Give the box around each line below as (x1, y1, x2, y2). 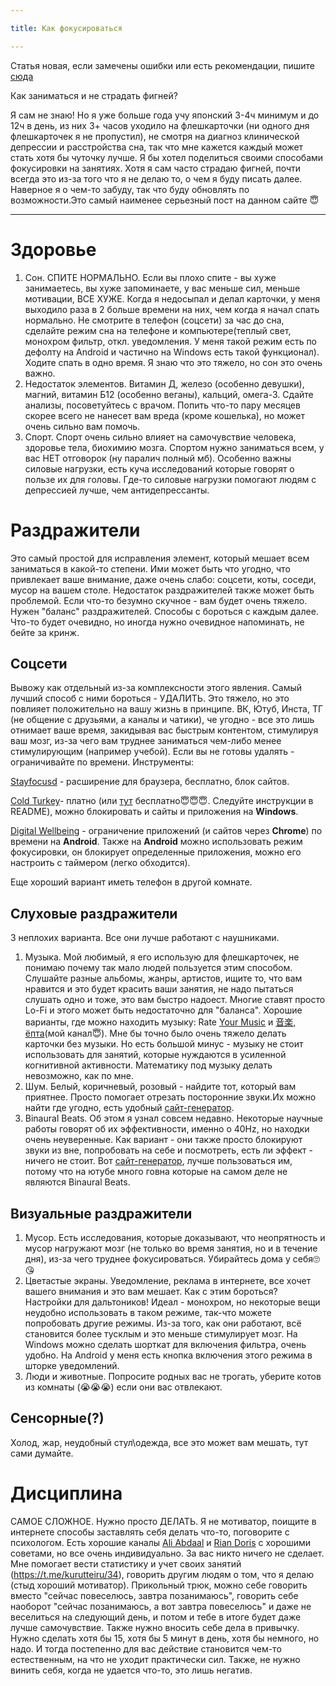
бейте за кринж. (10, 626, 80, 638)
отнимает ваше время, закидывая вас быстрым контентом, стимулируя (10, 724, 319, 736)
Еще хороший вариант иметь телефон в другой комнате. (10, 876, 253, 888)
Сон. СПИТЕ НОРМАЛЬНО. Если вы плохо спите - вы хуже (24, 271, 277, 283)
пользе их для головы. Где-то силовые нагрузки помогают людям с (24, 473, 317, 485)
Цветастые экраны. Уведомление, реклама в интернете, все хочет (24, 1274, 312, 1286)
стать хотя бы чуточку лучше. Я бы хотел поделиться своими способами (10, 151, 324, 163)
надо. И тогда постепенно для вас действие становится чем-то (10, 1642, 282, 1655)
